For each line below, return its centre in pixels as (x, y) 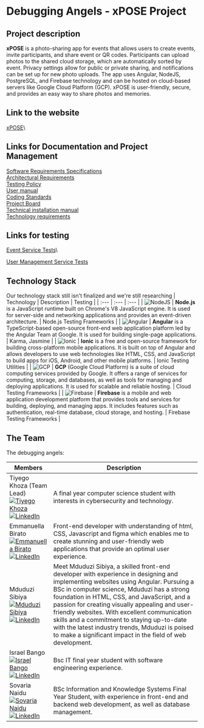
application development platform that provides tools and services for (93, 399)
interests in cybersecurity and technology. (113, 501)
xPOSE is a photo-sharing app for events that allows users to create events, (101, 48)
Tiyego (19, 478)
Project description (43, 34)
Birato (18, 534)
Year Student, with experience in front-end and (121, 697)
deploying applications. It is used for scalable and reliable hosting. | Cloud (99, 387)
